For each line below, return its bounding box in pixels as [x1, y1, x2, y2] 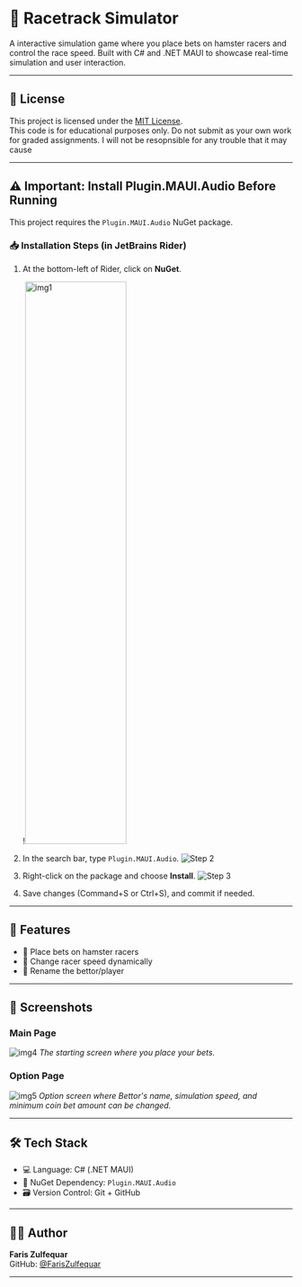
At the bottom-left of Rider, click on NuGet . [22, 263, 182, 274]
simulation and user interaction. [9, 57, 126, 67]
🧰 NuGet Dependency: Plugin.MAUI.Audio [22, 1177, 177, 1188]
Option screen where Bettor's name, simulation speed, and [39, 1090, 258, 1101]
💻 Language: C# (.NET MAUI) [22, 1165, 135, 1175]
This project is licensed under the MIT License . [9, 115, 183, 126]
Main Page [9, 1026, 57, 1039]
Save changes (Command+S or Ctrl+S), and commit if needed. [22, 887, 255, 898]
